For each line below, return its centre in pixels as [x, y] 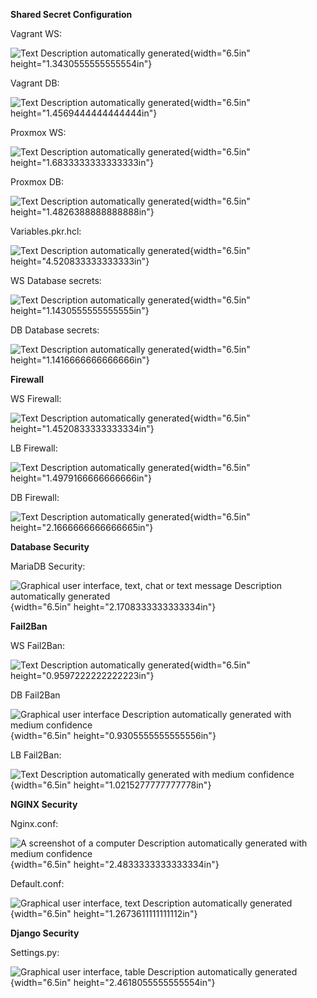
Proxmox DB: [37, 182]
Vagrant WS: [36, 33]
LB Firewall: [34, 448]
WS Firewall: [36, 398]
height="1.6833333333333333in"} [82, 162]
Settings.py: [35, 952]
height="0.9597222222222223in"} [82, 675]
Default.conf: [37, 883]
